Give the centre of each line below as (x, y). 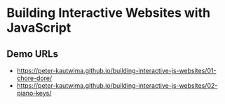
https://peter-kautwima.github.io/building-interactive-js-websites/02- (117, 85)
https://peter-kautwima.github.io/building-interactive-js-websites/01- (116, 71)
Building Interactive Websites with (109, 13)
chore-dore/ (34, 78)
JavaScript (39, 28)
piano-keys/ (34, 93)
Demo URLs (33, 54)
